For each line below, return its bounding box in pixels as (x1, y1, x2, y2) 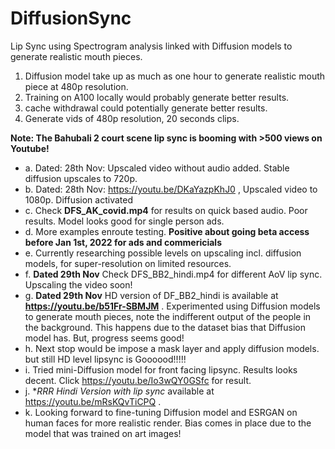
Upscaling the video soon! (24, 278, 133, 291)
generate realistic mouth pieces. (10, 50, 143, 62)
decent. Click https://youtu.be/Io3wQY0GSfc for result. (24, 374, 252, 386)
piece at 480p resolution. (24, 80, 129, 92)
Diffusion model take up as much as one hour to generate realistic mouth (24, 70, 326, 82)
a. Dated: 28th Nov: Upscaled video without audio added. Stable (24, 162, 290, 174)
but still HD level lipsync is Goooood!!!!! (24, 353, 187, 365)
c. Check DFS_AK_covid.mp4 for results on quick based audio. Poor (24, 204, 308, 216)
